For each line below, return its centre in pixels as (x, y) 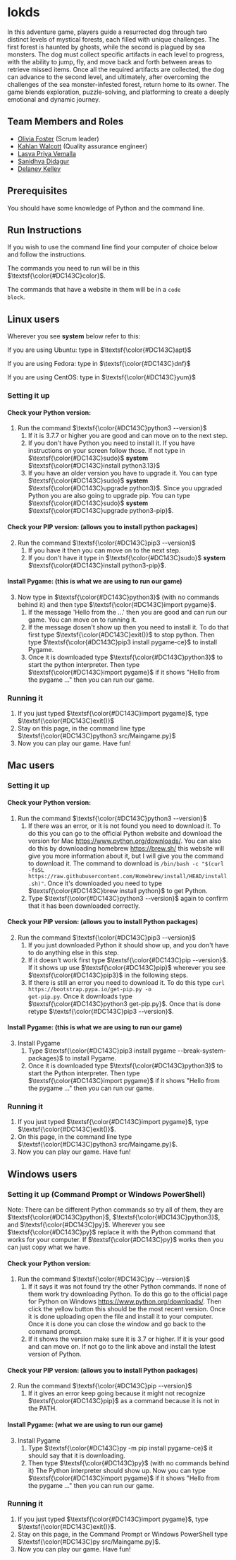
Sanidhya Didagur (43, 161)
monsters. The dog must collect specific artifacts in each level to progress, (116, 54)
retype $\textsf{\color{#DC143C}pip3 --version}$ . (101, 1011)
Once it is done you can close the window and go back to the (117, 1324)
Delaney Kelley (39, 169)
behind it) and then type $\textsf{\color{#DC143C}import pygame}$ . (117, 604)
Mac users (31, 766)
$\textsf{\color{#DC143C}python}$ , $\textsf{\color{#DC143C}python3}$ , (114, 1217)
